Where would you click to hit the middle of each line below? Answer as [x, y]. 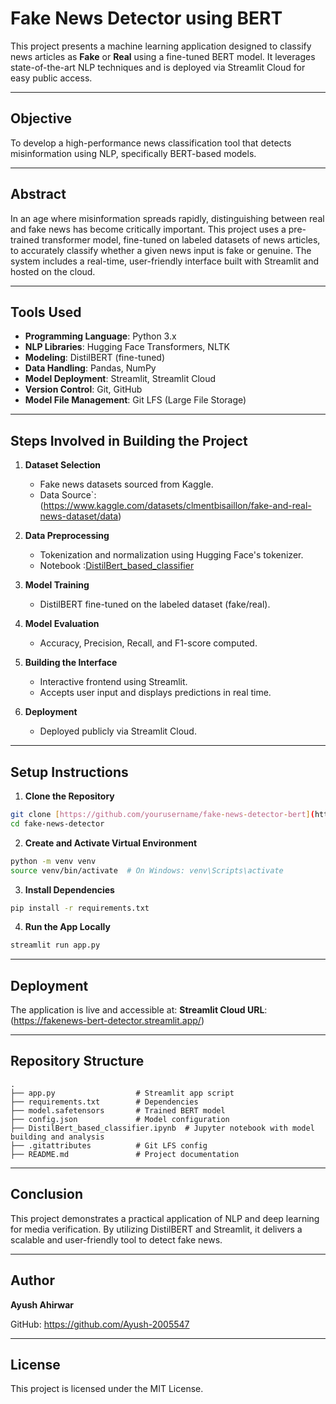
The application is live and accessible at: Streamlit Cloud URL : [139, 1010]
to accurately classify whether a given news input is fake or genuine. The [161, 250]
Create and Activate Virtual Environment [111, 843]
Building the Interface [71, 663]
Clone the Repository [69, 796]
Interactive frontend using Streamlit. [113, 682]
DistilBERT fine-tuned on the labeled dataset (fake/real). [155, 604]
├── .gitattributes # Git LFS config [109, 1145]
